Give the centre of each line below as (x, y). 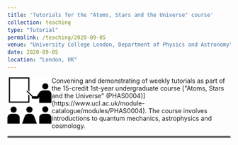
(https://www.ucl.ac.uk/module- (98, 103)
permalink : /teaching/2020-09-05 (57, 37)
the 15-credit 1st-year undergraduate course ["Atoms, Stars (138, 88)
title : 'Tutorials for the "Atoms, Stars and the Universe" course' (110, 15)
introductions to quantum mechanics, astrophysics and (132, 118)
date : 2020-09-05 (33, 52)
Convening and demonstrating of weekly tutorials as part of (138, 81)
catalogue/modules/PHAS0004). (100, 110)
